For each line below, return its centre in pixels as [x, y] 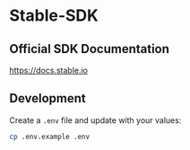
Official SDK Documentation [90, 49]
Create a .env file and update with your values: [95, 120]
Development [48, 98]
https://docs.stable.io [48, 70]
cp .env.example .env [50, 137]
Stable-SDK [54, 16]
